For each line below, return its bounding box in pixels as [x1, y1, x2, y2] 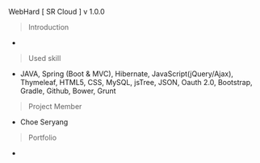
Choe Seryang [19, 117, 69, 127]
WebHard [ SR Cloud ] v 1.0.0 [8, 7, 105, 16]
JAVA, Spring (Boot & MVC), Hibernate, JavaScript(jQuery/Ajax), [19, 69, 234, 79]
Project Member [27, 102, 82, 111]
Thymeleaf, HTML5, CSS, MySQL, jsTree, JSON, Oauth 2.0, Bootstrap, [19, 78, 253, 87]
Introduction [27, 22, 69, 31]
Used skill [27, 54, 61, 63]
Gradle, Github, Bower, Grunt [19, 86, 116, 96]
